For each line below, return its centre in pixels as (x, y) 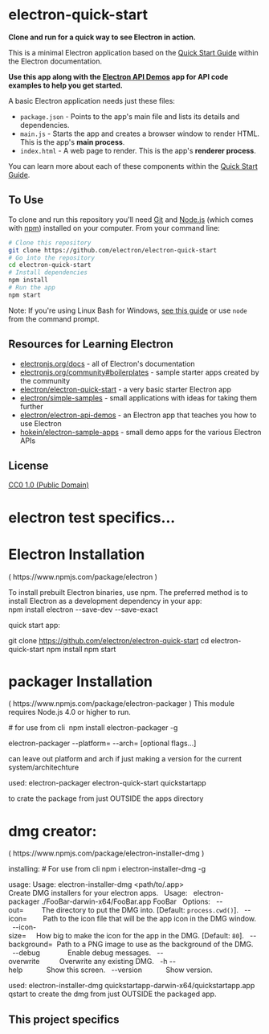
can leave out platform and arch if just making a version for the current (125, 759)
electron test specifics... (92, 517)
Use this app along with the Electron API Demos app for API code (118, 76)
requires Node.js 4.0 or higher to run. (69, 712)
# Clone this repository (50, 243)
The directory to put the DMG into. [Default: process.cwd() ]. (140, 910)
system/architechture (44, 767)
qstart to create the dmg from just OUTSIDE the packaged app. (112, 994)
